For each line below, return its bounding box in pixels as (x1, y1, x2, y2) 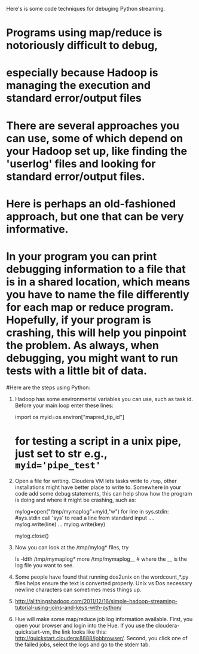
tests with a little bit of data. (6, 364, 148, 377)
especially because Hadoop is (6, 66, 158, 80)
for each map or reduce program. (6, 300, 174, 314)
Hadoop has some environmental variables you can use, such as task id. (14, 395, 193, 402)
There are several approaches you (6, 119, 180, 132)
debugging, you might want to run (6, 351, 178, 365)
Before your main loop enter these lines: (14, 402, 114, 409)
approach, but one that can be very (6, 209, 184, 223)
